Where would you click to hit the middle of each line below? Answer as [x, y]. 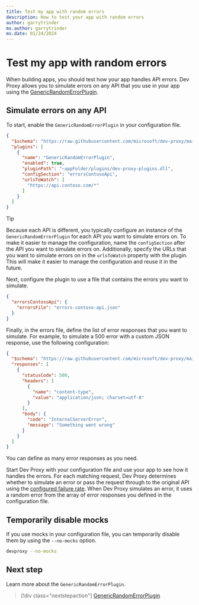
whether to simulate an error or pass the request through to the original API [98, 482]
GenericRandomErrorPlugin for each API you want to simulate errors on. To [96, 236]
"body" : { [34, 414]
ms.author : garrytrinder [37, 28]
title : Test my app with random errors [55, 12]
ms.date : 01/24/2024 [32, 34]
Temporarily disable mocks [57, 520]
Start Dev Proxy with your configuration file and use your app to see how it [97, 470]
